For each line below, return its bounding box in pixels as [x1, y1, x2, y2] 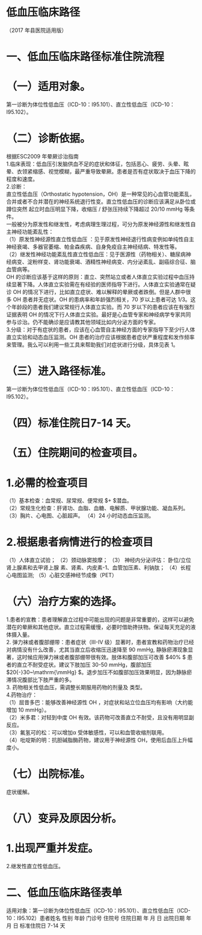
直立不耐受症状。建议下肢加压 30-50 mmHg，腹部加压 [16, 661, 152, 669]
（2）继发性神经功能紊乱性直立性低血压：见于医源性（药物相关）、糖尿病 [6, 251, 186, 258]
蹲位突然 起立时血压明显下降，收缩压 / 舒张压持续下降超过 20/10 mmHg [6, 205, 183, 213]
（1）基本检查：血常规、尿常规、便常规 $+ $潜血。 [6, 497, 132, 504]
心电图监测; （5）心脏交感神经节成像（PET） [6, 572, 117, 579]
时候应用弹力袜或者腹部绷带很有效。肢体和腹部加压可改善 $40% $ [22, 654, 186, 661]
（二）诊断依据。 [6, 132, 91, 145]
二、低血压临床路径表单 [6, 886, 123, 899]
